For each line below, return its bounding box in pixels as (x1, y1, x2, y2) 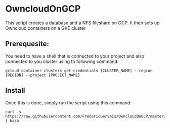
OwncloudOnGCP (5, 3, 81, 15)
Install (5, 86, 25, 95)
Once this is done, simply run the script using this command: (5, 99, 132, 106)
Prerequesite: (5, 40, 49, 48)
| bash (5, 118, 19, 123)
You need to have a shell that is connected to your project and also (5, 53, 145, 59)
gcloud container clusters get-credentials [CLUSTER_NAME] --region (5, 68, 153, 73)
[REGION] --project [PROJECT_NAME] (5, 73, 80, 78)
